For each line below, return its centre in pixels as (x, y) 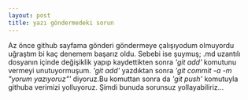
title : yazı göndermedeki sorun (61, 23)
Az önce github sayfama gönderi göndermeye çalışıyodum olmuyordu (121, 45)
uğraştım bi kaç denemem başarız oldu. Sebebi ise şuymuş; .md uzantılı (124, 54)
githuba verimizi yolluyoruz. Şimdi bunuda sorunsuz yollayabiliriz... (116, 87)
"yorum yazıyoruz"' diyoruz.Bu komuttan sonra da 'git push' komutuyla (123, 79)
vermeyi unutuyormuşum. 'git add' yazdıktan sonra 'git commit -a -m (120, 70)
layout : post (30, 15)
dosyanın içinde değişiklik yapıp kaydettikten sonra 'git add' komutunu (122, 62)
